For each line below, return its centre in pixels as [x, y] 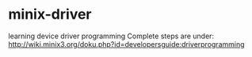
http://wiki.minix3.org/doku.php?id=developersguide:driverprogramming [126, 44]
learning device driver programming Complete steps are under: [111, 36]
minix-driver [50, 14]
